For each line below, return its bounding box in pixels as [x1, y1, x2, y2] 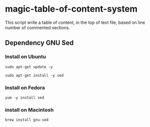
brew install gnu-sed [5, 118, 49, 123]
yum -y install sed [5, 95, 45, 100]
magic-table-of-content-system [5, 3, 138, 15]
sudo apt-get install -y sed [5, 73, 64, 78]
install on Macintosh [5, 106, 54, 113]
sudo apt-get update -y [5, 64, 53, 69]
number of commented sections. [5, 24, 70, 30]
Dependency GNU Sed [5, 39, 74, 47]
